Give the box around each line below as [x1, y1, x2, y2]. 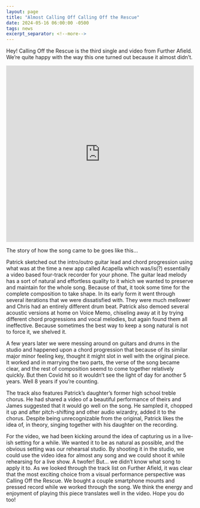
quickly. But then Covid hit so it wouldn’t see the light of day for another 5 [6, 371, 186, 379]
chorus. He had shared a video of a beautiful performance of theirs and [6, 396, 182, 403]
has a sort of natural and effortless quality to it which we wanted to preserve [6, 278, 193, 285]
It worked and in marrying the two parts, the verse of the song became [6, 359, 180, 366]
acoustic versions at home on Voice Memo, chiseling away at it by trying [6, 309, 184, 316]
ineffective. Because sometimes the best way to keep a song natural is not [6, 322, 189, 329]
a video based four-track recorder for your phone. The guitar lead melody [6, 271, 187, 278]
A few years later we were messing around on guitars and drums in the [6, 340, 180, 347]
